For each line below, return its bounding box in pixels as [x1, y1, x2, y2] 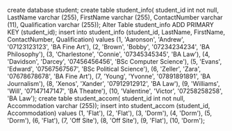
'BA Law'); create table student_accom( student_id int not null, [7, 94, 185, 103]
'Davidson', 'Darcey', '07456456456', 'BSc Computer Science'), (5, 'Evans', [7, 58, 222, 65]
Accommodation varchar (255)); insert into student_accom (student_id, [7, 102, 210, 110]
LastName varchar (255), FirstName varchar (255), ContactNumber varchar [7, 13, 224, 21]
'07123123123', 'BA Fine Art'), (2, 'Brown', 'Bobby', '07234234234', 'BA [7, 43, 210, 51]
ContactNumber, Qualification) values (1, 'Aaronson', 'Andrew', [7, 35, 185, 44]
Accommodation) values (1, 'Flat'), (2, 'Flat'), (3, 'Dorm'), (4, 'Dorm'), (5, [7, 109, 213, 117]
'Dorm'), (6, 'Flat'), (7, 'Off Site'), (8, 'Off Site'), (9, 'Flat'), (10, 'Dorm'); [7, 116, 205, 124]
